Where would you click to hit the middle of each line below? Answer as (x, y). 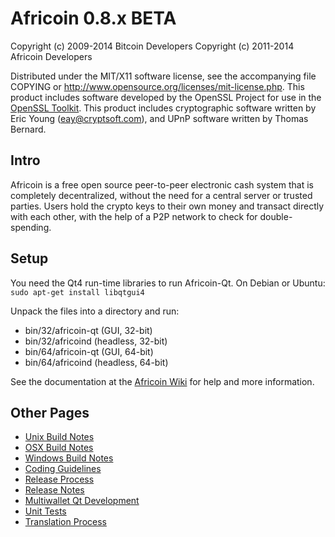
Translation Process (65, 522)
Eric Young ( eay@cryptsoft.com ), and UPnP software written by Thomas (159, 118)
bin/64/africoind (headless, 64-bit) (96, 362)
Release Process (59, 479)
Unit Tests (45, 511)
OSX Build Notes (59, 448)
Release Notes (54, 490)
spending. (31, 227)
